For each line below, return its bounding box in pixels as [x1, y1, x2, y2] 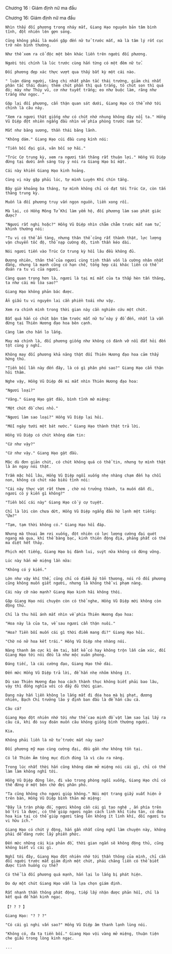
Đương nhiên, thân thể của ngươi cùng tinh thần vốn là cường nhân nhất [5, 258, 164, 263]
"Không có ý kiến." [5, 567, 47, 572]
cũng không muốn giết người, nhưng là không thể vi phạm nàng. [5, 580, 143, 586]
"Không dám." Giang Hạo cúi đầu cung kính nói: [5, 137, 109, 142]
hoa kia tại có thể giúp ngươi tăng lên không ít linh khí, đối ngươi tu [5, 814, 166, 819]
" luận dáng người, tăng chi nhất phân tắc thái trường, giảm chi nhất [5, 78, 161, 84]
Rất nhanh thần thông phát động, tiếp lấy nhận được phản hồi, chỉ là [5, 890, 159, 895]
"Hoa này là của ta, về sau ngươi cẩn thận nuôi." [5, 621, 116, 626]
